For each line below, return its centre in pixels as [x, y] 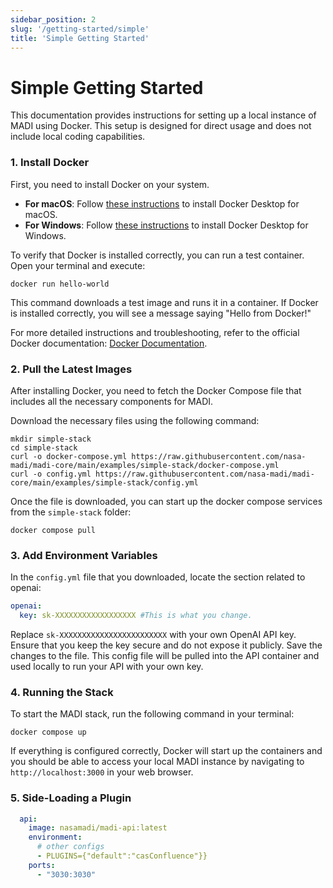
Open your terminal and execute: [78, 265]
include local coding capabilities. [78, 137]
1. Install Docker [50, 163]
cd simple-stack [44, 447]
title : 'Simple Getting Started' [80, 38]
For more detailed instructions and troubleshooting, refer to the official [155, 332]
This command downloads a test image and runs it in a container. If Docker [164, 302]
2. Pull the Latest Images [71, 369]
